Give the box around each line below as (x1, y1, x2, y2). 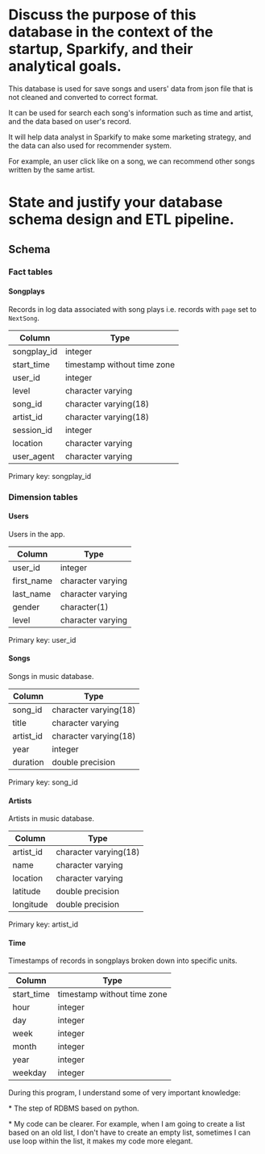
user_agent (12, 450, 55, 461)
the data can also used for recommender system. (8, 140, 172, 150)
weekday (12, 1067, 47, 1078)
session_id (12, 424, 53, 435)
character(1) (60, 601, 109, 612)
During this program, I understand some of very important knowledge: (8, 1088, 242, 1098)
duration (12, 756, 44, 768)
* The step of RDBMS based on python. (8, 1103, 139, 1114)
